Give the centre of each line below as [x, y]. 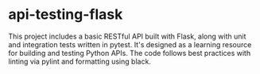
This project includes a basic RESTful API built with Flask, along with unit [127, 36]
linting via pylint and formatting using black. [80, 61]
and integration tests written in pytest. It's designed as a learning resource [130, 44]
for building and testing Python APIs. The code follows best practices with [130, 53]
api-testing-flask [66, 15]
